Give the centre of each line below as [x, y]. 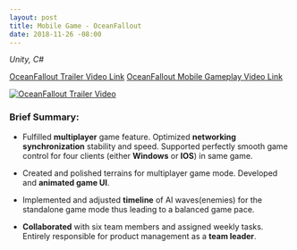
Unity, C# [27, 60]
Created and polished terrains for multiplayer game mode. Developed [150, 173]
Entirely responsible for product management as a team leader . [139, 236]
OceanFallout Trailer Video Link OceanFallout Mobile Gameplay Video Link [146, 77]
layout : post [34, 17]
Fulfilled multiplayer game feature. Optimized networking [129, 137]
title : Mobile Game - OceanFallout [76, 26]
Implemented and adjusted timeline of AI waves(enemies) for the [142, 200]
